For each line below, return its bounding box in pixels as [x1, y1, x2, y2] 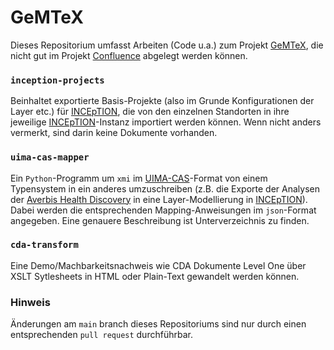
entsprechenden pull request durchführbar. [10, 329, 193, 341]
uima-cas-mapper [10, 152, 90, 163]
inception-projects [10, 74, 105, 86]
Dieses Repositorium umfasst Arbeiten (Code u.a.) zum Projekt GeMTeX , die [10, 39, 324, 51]
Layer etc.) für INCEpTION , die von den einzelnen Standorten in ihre [10, 106, 290, 118]
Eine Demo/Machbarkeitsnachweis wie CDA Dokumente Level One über [10, 259, 307, 271]
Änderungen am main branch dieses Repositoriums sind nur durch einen [10, 318, 307, 330]
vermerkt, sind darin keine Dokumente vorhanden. [10, 127, 218, 139]
